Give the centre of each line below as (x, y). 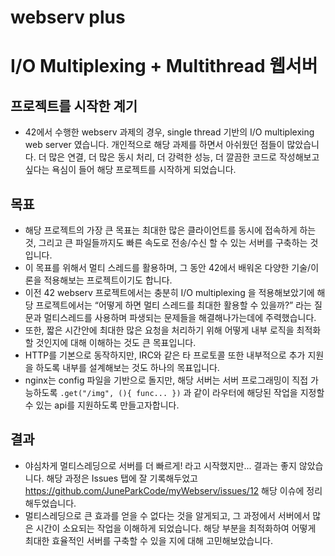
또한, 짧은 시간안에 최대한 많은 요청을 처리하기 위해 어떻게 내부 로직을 (159, 330)
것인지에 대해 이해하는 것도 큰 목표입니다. (116, 342)
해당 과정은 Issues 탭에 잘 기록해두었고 (122, 478)
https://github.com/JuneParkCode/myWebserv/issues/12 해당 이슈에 (164, 490)
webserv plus (68, 17)
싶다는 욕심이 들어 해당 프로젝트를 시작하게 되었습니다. (130, 170)
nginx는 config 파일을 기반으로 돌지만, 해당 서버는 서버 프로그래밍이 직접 (166, 380)
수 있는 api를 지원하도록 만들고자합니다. (102, 405)
